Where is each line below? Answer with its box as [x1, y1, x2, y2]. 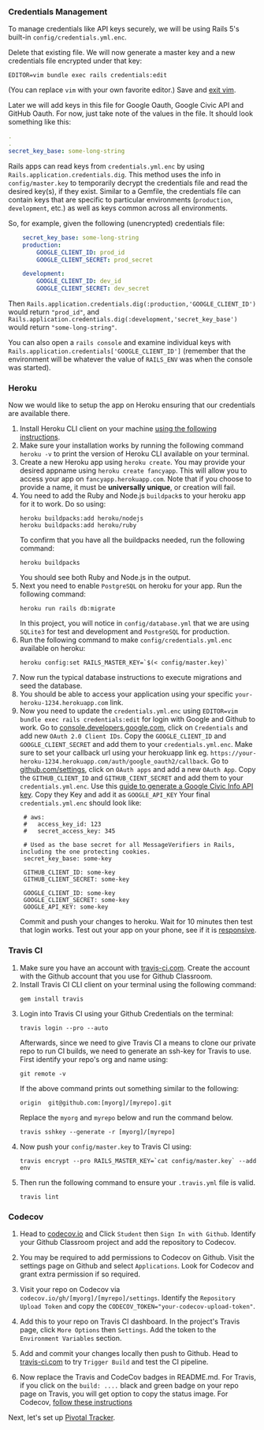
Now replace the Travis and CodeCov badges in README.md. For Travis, [19, 1372, 256, 1381]
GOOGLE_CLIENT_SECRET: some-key [23, 897, 130, 904]
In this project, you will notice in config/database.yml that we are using [19, 618, 250, 628]
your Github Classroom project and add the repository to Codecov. [19, 1237, 236, 1246]
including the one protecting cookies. [19, 848, 151, 856]
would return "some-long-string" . [8, 322, 117, 332]
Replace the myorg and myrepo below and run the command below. [19, 1112, 234, 1122]
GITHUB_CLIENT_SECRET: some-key [23, 875, 130, 884]
